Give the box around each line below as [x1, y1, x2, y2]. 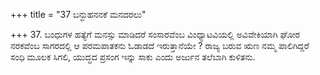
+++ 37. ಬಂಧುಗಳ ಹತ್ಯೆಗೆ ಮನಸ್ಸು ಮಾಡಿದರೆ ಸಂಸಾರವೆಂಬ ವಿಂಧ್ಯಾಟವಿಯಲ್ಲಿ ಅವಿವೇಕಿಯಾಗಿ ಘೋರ [10, 29, 301, 40]
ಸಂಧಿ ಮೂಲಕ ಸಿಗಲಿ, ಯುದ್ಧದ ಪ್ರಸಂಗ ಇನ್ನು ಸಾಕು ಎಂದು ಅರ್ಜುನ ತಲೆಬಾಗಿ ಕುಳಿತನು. [10, 51, 256, 63]
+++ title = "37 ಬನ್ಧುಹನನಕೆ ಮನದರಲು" [10, 9, 147, 20]
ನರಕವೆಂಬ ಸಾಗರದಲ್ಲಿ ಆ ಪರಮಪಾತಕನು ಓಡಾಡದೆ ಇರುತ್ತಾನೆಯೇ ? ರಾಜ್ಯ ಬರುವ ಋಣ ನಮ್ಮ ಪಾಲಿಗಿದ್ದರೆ [10, 40, 310, 51]
